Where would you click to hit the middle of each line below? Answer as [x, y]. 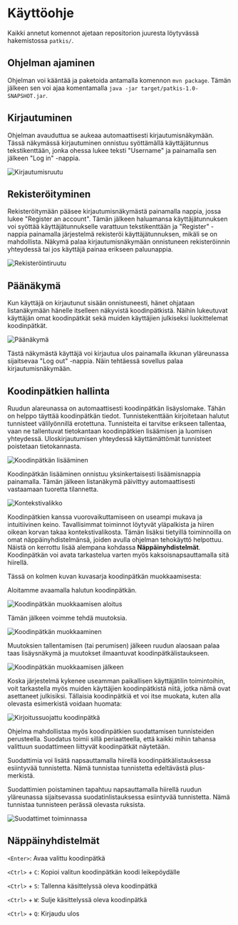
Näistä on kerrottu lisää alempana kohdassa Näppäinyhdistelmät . [104, 547]
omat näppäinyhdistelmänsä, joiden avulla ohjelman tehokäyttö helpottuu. [115, 540]
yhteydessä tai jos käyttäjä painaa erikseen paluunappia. [90, 249]
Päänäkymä [34, 286]
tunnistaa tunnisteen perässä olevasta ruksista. [77, 805]
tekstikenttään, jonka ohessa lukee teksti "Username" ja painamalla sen [112, 150]
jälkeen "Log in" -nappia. [44, 158]
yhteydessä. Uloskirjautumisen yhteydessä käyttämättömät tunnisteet [109, 439]
